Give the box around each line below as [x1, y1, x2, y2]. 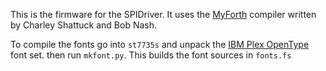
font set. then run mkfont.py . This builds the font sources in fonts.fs [10, 49, 292, 61]
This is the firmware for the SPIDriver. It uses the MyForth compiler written [10, 9, 317, 20]
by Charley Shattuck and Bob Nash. [10, 19, 158, 31]
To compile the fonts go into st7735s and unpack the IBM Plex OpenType [10, 39, 310, 50]
